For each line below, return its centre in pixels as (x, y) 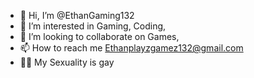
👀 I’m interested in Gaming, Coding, (93, 26)
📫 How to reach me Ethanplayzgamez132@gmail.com (131, 48)
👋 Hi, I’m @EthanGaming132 (77, 15)
